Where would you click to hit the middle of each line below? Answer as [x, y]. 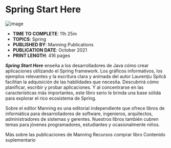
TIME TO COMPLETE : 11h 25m [45, 33]
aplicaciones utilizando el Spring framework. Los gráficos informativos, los [84, 71]
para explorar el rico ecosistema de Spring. [51, 98]
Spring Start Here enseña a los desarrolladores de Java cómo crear [77, 65]
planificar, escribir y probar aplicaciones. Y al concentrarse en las [74, 87]
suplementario [20, 140]
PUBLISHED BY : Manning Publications [53, 44]
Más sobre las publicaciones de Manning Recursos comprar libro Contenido [85, 134]
